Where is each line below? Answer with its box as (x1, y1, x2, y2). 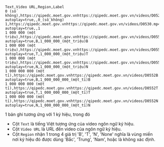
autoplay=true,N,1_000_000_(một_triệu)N (5, 64, 89, 69)
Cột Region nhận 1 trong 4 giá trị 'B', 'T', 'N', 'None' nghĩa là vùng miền (12, 131, 153, 137)
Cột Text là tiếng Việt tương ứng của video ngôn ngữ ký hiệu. (12, 121, 135, 126)
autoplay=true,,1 (5, 26, 41, 31)
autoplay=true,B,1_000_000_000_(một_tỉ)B (5, 77, 91, 82)
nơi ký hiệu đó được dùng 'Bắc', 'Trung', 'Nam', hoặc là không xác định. (12, 137, 156, 142)
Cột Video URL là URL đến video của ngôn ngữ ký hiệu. (12, 126, 122, 132)
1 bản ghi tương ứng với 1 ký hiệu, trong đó (5, 111, 90, 117)
